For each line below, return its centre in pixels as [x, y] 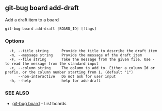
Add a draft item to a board [32, 19]
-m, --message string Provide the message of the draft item [76, 55]
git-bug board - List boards [39, 104]
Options [15, 41]
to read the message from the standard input [52, 64]
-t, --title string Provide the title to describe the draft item [83, 51]
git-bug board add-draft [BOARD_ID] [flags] [51, 29]
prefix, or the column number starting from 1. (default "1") [69, 73]
